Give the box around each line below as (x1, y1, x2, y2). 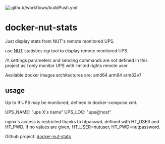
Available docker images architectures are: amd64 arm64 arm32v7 (5, 72, 142, 78)
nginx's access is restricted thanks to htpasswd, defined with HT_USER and (5, 118, 160, 124)
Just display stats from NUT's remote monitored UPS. (5, 38, 115, 44)
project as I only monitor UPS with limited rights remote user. (5, 62, 129, 69)
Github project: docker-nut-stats (5, 133, 71, 139)
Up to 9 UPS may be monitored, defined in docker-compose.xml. (5, 99, 137, 106)
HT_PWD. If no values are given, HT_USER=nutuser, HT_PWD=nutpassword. (5, 124, 161, 130)
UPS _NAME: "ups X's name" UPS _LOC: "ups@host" (5, 109, 111, 115)
